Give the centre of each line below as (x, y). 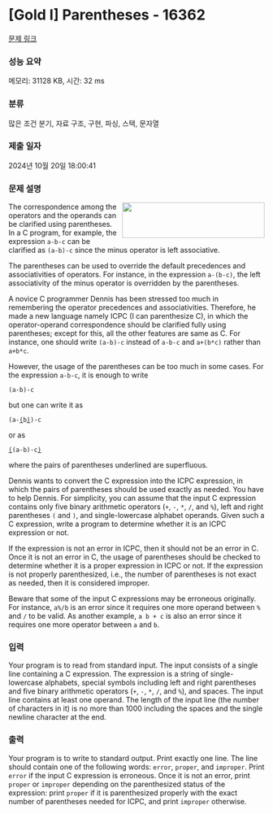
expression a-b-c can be (50, 242)
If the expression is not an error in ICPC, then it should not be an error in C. (134, 548)
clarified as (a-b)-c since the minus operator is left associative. (115, 250)
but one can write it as (46, 405)
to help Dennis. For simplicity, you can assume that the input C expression (132, 498)
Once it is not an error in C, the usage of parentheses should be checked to (134, 557)
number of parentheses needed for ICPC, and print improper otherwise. (128, 801)
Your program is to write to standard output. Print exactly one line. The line (133, 758)
